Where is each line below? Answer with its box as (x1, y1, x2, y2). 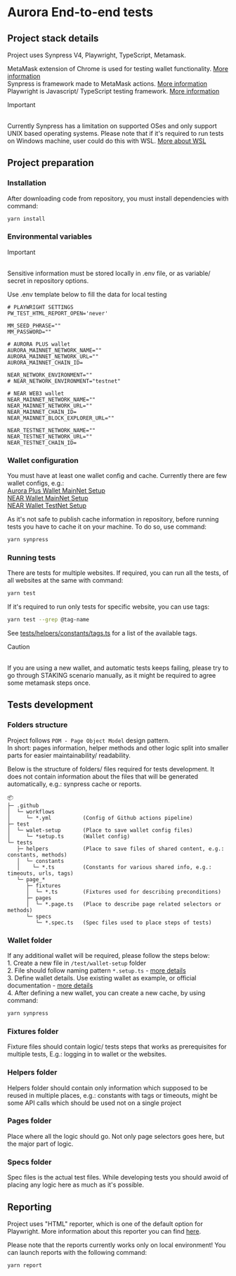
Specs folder (7, 1157, 52, 1167)
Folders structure (7, 720, 68, 730)
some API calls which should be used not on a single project (7, 1099, 181, 1107)
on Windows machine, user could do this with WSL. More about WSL (7, 137, 206, 145)
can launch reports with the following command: (7, 1248, 147, 1256)
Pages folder (7, 1116, 52, 1126)
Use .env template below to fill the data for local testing (7, 290, 167, 298)
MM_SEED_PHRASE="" (7, 322, 61, 329)
